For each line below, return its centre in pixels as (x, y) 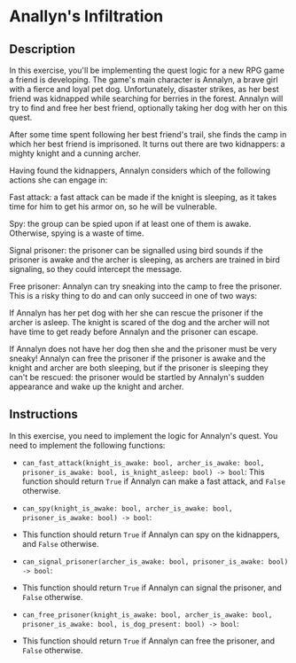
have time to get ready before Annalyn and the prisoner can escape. (134, 331)
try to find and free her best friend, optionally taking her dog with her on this (148, 108)
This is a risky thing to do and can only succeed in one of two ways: (133, 296)
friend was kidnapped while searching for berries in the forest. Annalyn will (146, 98)
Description (42, 49)
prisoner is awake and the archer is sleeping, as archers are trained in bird (145, 260)
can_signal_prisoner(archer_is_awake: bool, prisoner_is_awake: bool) (155, 562)
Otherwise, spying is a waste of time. (77, 233)
